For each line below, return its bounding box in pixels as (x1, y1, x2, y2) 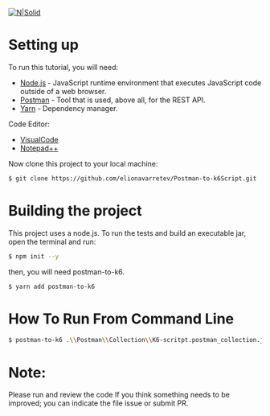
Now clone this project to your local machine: (8, 159, 158, 168)
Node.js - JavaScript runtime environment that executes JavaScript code (19, 77, 262, 88)
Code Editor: (8, 119, 50, 129)
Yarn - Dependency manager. (19, 103, 118, 113)
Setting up (8, 36, 79, 54)
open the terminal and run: (8, 237, 96, 246)
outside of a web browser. (19, 86, 107, 96)
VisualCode (19, 134, 59, 144)
